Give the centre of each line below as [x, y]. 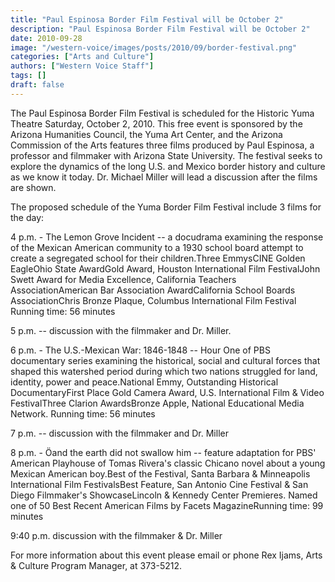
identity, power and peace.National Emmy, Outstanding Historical [144, 382]
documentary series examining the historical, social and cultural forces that [165, 360]
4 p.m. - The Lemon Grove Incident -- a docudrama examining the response [167, 237]
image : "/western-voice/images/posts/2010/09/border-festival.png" [154, 47]
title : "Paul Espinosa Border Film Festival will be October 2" [147, 19]
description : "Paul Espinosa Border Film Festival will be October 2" [160, 29]
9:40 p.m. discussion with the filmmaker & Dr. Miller [116, 535]
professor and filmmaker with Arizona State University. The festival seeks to [166, 155]
